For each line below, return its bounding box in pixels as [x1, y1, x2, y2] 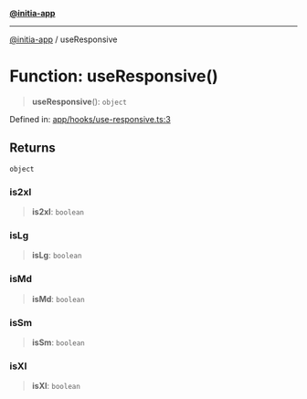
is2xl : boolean [31, 206, 85, 217]
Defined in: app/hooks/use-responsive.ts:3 [9, 113, 171, 124]
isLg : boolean [31, 250, 82, 261]
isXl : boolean [31, 381, 80, 392]
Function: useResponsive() [9, 66, 219, 87]
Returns [9, 141, 57, 156]
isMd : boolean [31, 293, 85, 304]
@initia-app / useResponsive [9, 34, 118, 45]
